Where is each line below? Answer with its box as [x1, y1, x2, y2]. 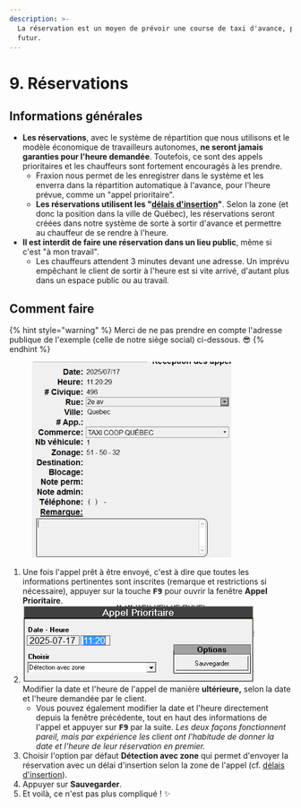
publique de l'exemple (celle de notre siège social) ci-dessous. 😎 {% [9, 334, 264, 345]
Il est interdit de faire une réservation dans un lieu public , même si [21, 237, 272, 248]
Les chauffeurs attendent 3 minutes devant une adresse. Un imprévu [35, 256, 289, 267]
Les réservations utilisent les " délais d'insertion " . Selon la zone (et [35, 199, 289, 210]
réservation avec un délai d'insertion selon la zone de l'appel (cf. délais [21, 760, 285, 770]
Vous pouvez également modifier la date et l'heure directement [35, 703, 269, 714]
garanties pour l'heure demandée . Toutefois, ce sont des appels [21, 151, 263, 162]
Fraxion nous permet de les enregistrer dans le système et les [35, 170, 264, 181]
